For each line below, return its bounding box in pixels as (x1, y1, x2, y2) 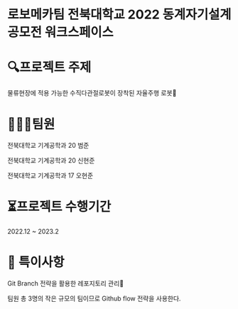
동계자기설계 (162, 6, 232, 23)
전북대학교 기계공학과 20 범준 (7, 141, 90, 150)
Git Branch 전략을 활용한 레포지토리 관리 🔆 (7, 278, 124, 288)
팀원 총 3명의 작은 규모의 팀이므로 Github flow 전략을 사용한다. (7, 294, 181, 303)
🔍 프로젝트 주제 (7, 60, 92, 75)
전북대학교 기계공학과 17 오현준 (7, 171, 94, 180)
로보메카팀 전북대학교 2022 (7, 6, 160, 23)
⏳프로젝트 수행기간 (7, 199, 112, 215)
